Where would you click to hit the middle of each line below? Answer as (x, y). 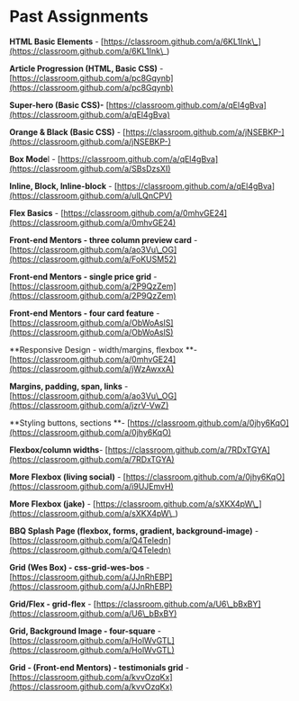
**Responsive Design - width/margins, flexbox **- (104, 349)
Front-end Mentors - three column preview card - (104, 239)
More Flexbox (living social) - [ (68, 476)
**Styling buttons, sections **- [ (70, 422)
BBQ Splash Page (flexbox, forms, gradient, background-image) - (134, 530)
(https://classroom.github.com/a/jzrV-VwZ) (89, 405)
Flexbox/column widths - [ (59, 449)
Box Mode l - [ (35, 158)
